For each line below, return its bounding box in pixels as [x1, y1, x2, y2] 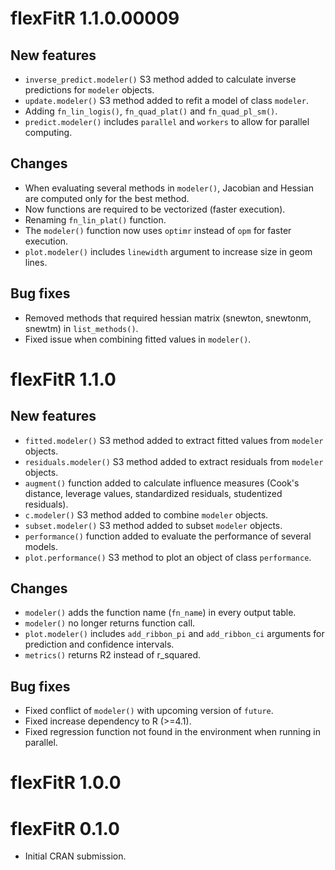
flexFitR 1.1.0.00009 [10, 7, 180, 30]
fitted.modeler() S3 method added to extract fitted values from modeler [24, 434, 324, 446]
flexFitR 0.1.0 [10, 817, 120, 840]
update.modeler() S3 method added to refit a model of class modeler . [24, 95, 309, 106]
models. [24, 540, 59, 552]
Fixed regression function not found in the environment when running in [24, 726, 321, 738]
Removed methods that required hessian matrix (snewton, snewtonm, [24, 312, 312, 324]
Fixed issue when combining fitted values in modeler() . [24, 333, 252, 345]
